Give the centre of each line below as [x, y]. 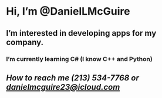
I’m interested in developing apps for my [81, 33]
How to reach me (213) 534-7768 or [72, 78]
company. [25, 42]
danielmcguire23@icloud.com [63, 87]
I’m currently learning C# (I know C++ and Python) [79, 59]
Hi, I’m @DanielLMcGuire [68, 11]
